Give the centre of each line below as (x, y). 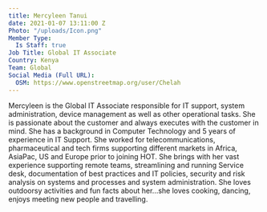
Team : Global (30, 68)
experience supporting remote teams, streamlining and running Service (126, 165)
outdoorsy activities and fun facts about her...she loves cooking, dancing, (129, 190)
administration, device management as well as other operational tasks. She (132, 114)
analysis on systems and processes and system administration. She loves (129, 182)
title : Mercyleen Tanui (48, 16)
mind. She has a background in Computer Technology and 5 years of (122, 131)
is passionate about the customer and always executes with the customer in (133, 122)
